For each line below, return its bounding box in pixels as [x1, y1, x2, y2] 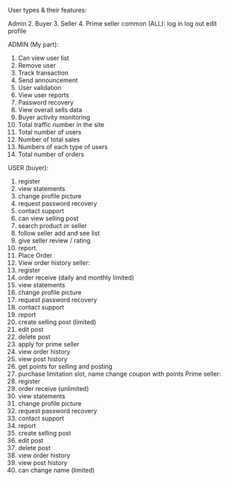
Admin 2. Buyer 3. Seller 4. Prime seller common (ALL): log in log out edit [8, 20, 218, 27]
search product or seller [17, 222, 88, 229]
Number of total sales [17, 135, 81, 144]
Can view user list [17, 54, 70, 62]
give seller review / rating [17, 236, 91, 245]
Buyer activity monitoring [17, 113, 90, 121]
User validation [17, 84, 62, 91]
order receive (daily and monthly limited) [17, 273, 135, 282]
